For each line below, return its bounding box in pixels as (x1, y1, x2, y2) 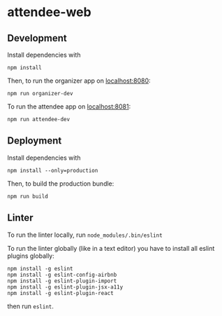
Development (7, 32, 68, 44)
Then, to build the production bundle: (7, 179, 114, 188)
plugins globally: (7, 252, 54, 260)
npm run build (7, 193, 49, 200)
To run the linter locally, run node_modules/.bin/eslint (7, 231, 163, 239)
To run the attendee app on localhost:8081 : (7, 102, 131, 111)
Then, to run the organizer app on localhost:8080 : (7, 76, 151, 85)
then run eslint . (7, 302, 54, 310)
